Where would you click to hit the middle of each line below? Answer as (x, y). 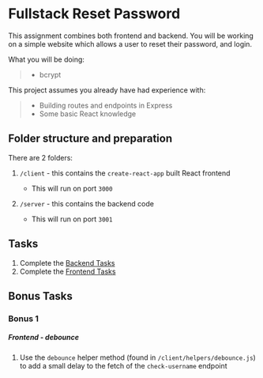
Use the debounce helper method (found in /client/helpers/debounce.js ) (138, 357)
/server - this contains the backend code (86, 203)
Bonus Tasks (41, 296)
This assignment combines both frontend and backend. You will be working (131, 36)
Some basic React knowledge (88, 113)
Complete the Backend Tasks (67, 263)
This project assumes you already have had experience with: (107, 90)
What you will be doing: (47, 59)
